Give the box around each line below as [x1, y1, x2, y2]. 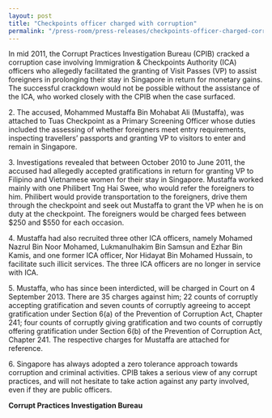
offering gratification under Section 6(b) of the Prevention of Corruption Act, [8, 327, 263, 336]
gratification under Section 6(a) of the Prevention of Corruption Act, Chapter [8, 309, 263, 319]
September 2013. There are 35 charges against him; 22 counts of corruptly [8, 292, 258, 302]
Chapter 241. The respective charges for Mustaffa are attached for [8, 335, 231, 344]
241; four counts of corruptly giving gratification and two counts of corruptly [8, 318, 263, 327]
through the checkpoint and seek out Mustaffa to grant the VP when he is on [8, 201, 264, 210]
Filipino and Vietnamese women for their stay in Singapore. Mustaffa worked [8, 175, 264, 184]
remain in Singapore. [8, 142, 78, 152]
